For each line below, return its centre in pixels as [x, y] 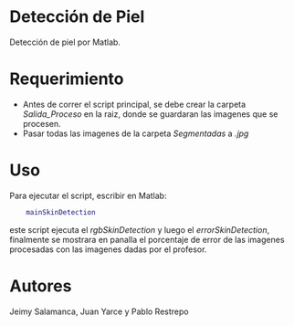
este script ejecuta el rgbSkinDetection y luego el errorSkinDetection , [140, 229]
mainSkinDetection [61, 212]
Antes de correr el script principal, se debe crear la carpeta [134, 104]
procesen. [42, 123]
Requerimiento [67, 79]
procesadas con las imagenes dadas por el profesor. [108, 249]
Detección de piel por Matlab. [65, 42]
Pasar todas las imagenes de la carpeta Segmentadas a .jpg [136, 133]
